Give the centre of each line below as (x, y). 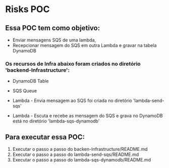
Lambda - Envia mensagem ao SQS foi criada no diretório (72, 101)
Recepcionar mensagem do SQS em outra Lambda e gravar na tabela (84, 45)
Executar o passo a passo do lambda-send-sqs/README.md (76, 154)
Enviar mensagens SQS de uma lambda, (54, 40)
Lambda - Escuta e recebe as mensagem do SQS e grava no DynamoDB (88, 116)
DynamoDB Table (31, 81)
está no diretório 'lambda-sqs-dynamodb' (56, 121)
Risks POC (27, 9)
